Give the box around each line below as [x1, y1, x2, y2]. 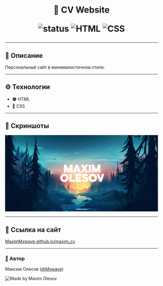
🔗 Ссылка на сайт [5, 226, 62, 234]
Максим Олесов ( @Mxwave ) [5, 266, 64, 272]
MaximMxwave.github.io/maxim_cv [5, 238, 75, 244]
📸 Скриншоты [5, 122, 49, 130]
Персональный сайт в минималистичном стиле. [5, 64, 105, 70]
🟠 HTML [12, 96, 30, 102]
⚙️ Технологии [5, 83, 50, 91]
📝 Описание [5, 51, 43, 60]
